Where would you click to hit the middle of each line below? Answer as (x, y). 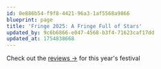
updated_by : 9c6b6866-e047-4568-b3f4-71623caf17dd (80, 32)
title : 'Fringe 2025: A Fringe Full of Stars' (74, 26)
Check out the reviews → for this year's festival (73, 58)
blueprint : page (30, 20)
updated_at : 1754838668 (41, 39)
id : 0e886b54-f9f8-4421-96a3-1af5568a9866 (68, 13)
